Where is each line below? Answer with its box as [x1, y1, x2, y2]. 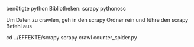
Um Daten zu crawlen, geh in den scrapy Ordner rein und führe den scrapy [6, 16, 189, 23]
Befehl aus [6, 23, 33, 29]
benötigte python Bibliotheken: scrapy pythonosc [6, 5, 126, 12]
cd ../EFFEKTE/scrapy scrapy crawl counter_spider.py [6, 34, 137, 41]
